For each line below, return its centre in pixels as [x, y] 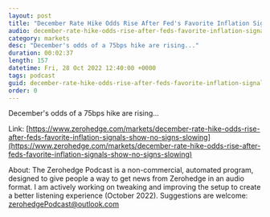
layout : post [30, 16]
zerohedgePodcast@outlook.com [64, 204]
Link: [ [19, 129]
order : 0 [23, 90]
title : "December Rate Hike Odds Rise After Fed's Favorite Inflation [129, 23]
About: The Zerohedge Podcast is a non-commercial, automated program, [131, 170]
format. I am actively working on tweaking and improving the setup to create [135, 187]
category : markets [39, 38]
